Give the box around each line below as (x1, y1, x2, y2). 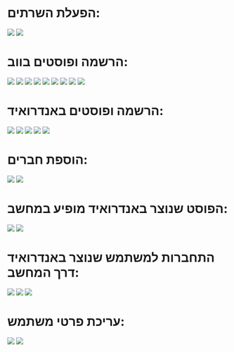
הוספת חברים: (7, 152, 88, 167)
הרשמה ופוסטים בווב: (7, 54, 129, 70)
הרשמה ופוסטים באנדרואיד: (7, 103, 164, 119)
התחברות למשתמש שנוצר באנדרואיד (7, 249, 215, 265)
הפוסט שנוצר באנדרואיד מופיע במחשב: (7, 200, 228, 217)
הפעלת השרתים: (7, 5, 100, 21)
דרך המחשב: (7, 265, 79, 280)
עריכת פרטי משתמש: (7, 313, 125, 329)
